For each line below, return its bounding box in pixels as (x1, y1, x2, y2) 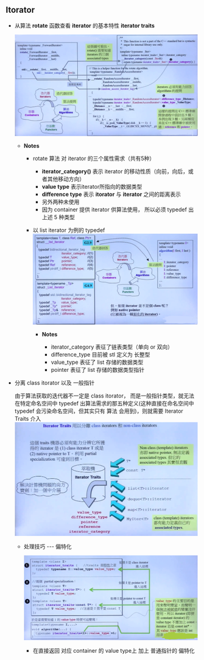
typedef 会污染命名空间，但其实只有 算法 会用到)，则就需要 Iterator (14, 407, 183, 415)
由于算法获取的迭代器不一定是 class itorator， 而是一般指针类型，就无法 (14, 392, 195, 399)
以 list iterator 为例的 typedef (32, 227, 105, 234)
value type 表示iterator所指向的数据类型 (41, 183, 142, 190)
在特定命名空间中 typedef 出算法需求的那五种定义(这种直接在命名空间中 (14, 400, 194, 407)
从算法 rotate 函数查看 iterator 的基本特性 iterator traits (14, 21, 155, 29)
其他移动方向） (47, 175, 85, 183)
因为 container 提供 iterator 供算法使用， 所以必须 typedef (41, 206, 187, 213)
